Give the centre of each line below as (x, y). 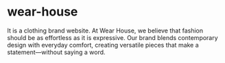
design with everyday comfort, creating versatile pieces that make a (103, 45)
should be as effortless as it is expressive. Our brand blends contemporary (113, 37)
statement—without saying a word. (56, 52)
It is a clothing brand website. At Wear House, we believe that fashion (105, 30)
